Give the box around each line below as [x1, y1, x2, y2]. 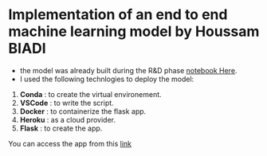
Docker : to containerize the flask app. [19, 106, 147, 116]
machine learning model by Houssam [8, 22, 260, 41]
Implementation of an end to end [8, 6, 228, 24]
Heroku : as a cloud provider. [19, 115, 116, 124]
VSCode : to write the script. [19, 98, 114, 107]
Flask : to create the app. [19, 123, 103, 133]
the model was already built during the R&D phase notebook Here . [19, 65, 238, 75]
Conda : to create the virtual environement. [19, 89, 162, 99]
